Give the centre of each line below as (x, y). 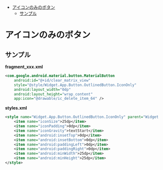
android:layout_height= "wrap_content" (53, 94)
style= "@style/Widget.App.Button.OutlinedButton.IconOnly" (75, 85)
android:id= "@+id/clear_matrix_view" (52, 80)
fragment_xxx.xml (24, 67)
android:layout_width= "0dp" (42, 89)
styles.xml (16, 108)
